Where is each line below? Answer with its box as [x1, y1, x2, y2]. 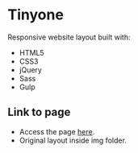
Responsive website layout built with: [7, 32, 131, 42]
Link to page [7, 105, 71, 119]
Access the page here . [19, 126, 95, 136]
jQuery [19, 64, 42, 74]
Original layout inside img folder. [19, 135, 127, 145]
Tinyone [7, 6, 64, 24]
